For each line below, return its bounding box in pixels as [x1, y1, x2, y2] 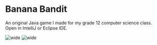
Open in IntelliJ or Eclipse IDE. [5, 25, 68, 31]
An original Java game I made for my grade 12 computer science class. [5, 20, 152, 26]
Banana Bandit [5, 3, 67, 15]
